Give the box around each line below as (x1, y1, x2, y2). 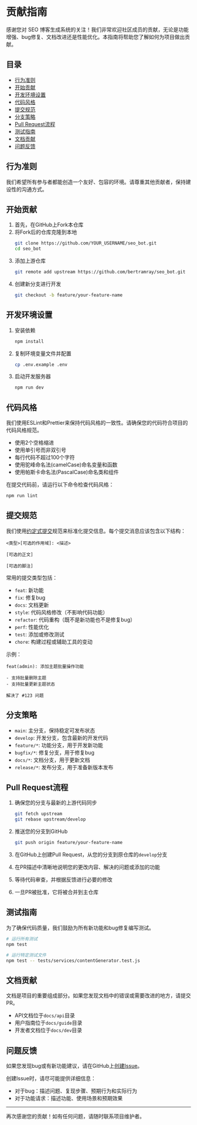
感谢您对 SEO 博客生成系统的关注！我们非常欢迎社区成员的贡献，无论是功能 (6, 26, 189, 33)
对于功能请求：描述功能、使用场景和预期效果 (14, 1095, 123, 1101)
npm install (14, 338, 44, 345)
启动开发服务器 (14, 373, 51, 380)
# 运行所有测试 (6, 936, 38, 942)
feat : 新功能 (14, 587, 44, 594)
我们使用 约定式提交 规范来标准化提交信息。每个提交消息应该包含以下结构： (6, 527, 186, 534)
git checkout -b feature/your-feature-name (14, 292, 123, 298)
